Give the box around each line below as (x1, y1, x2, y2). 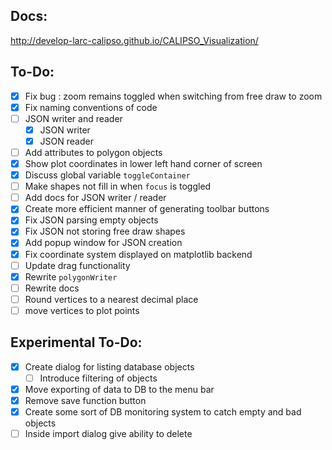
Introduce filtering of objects (39, 372, 158, 384)
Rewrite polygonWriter (24, 270, 118, 283)
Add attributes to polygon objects (24, 146, 163, 158)
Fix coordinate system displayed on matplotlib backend (24, 248, 253, 260)
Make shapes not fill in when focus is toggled (24, 180, 212, 193)
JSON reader (39, 135, 94, 147)
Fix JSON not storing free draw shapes (24, 225, 186, 238)
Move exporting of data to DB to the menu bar (24, 383, 215, 395)
